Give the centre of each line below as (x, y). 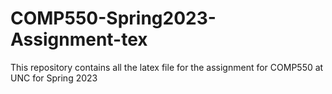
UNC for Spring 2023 (54, 78)
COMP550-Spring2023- (113, 18)
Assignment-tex (79, 39)
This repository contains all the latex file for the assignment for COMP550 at (167, 67)
